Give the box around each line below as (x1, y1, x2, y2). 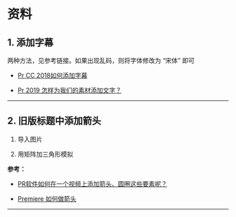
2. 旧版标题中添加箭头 (7, 115, 102, 127)
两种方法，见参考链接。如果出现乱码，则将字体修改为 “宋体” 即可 (7, 57, 195, 64)
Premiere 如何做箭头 (17, 194, 77, 203)
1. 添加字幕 (7, 36, 54, 48)
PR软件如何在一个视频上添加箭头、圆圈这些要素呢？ (17, 179, 167, 188)
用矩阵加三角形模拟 (17, 150, 74, 158)
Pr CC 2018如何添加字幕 (17, 71, 88, 79)
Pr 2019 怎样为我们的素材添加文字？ (17, 86, 122, 94)
